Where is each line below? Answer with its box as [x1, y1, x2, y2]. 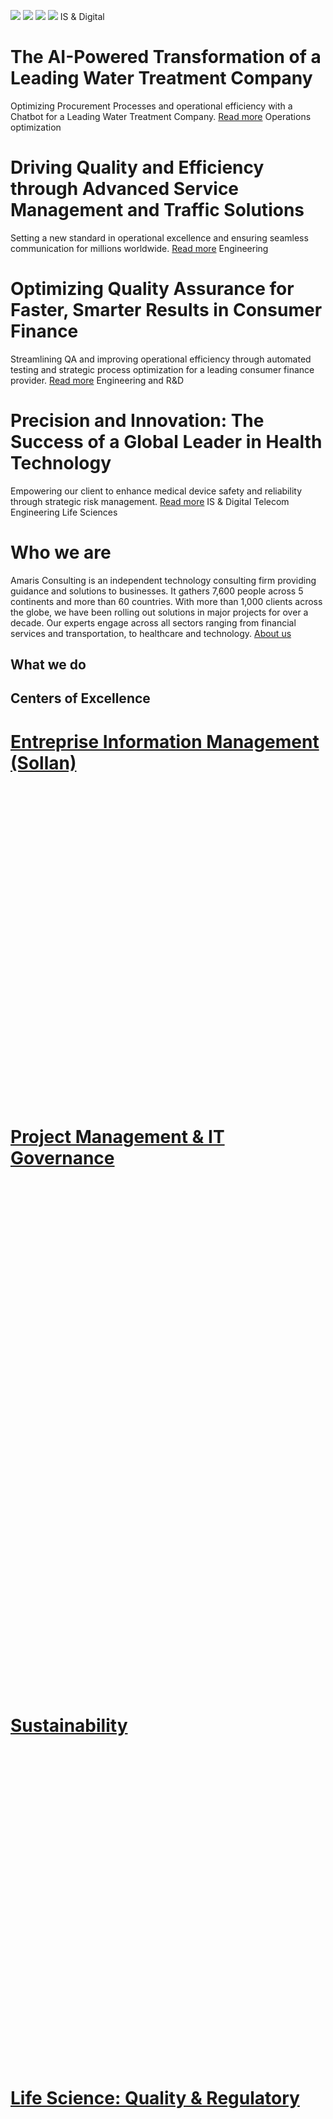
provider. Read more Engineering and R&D [10, 374, 184, 386]
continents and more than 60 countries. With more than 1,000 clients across [10, 595, 323, 607]
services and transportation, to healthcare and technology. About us [10, 627, 292, 639]
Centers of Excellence [10, 690, 151, 707]
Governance [10, 1146, 115, 1169]
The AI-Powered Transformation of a [10, 46, 322, 69]
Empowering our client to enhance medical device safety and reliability [10, 485, 303, 497]
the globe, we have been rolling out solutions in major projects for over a [10, 606, 309, 618]
